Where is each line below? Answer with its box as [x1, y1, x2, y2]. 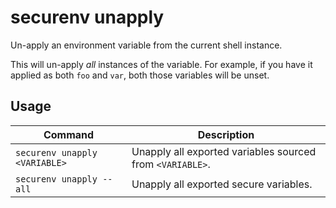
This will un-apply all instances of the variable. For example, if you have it [10, 58, 313, 70]
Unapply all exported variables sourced [131, 144, 317, 158]
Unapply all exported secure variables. [131, 177, 313, 191]
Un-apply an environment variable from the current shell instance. [10, 39, 283, 51]
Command [43, 127, 95, 141]
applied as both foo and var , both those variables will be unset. [10, 69, 270, 81]
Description [197, 127, 255, 141]
